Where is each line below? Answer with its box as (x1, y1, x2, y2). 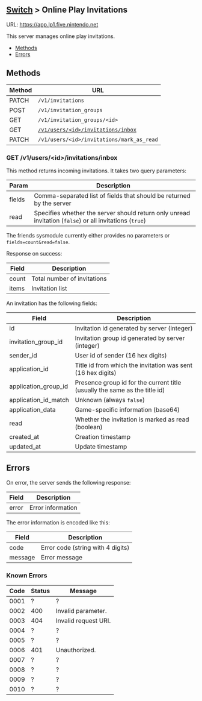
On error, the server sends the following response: (6, 479, 131, 486)
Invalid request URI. (55, 617, 111, 625)
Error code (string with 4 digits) (41, 543, 130, 552)
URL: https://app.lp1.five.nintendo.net (6, 20, 99, 28)
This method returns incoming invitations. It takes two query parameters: (6, 167, 187, 174)
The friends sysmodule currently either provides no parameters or (6, 231, 170, 239)
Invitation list (31, 284, 67, 292)
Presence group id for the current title (75, 378, 182, 386)
